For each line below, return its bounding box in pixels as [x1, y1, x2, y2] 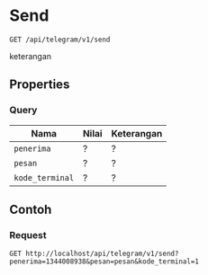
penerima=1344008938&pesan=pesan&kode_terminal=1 [9, 257, 200, 266]
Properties [9, 77, 70, 93]
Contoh [9, 202, 52, 217]
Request [9, 228, 47, 241]
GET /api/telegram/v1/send [9, 35, 111, 44]
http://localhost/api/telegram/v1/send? [25, 249, 179, 259]
